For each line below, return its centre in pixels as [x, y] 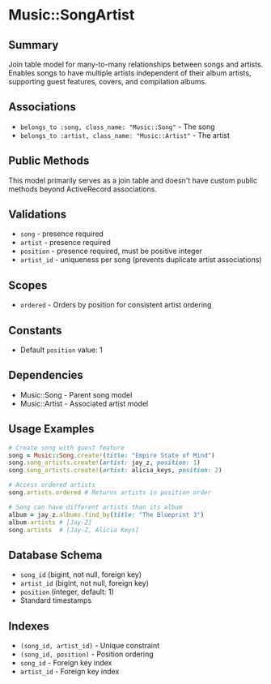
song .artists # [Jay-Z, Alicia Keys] [74, 530]
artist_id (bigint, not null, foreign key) [85, 583]
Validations [38, 215]
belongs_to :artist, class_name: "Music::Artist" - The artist [125, 135]
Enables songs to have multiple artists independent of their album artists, [130, 73]
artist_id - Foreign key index [70, 672]
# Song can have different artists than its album [95, 507]
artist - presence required [65, 243]
